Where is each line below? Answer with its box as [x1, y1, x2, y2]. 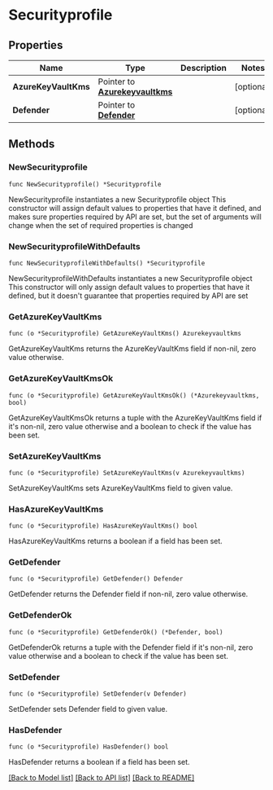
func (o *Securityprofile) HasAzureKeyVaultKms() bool [8, 522, 198, 530]
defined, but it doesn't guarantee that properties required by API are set [8, 291, 249, 301]
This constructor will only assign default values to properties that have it [8, 282, 250, 292]
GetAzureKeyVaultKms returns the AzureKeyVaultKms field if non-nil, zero [8, 344, 257, 353]
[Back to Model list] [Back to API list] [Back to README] [8, 773, 195, 783]
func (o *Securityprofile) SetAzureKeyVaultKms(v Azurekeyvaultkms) [8, 468, 245, 477]
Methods [8, 137, 55, 151]
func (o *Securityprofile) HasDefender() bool [8, 743, 169, 751]
